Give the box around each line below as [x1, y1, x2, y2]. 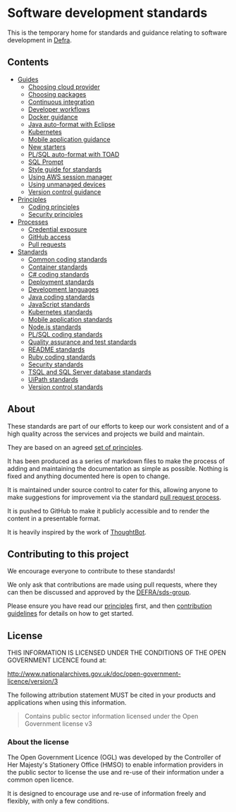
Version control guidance [27, 187, 101, 196]
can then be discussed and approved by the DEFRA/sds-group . [7, 588, 192, 597]
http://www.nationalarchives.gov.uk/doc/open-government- [7, 669, 181, 679]
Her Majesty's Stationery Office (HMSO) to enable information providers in [7, 760, 224, 769]
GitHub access [27, 232, 72, 241]
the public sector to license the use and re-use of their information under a [7, 768, 224, 777]
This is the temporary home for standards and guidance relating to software [7, 28, 228, 37]
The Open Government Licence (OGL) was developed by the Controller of [7, 753, 222, 762]
